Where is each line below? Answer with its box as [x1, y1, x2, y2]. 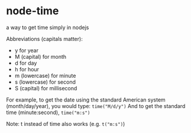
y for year [14, 46, 39, 54]
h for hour [14, 65, 40, 72]
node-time [6, 4, 59, 18]
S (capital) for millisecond [14, 84, 77, 91]
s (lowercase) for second [14, 78, 76, 85]
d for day [14, 59, 37, 66]
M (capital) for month [14, 53, 67, 60]
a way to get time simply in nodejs [6, 24, 89, 31]
